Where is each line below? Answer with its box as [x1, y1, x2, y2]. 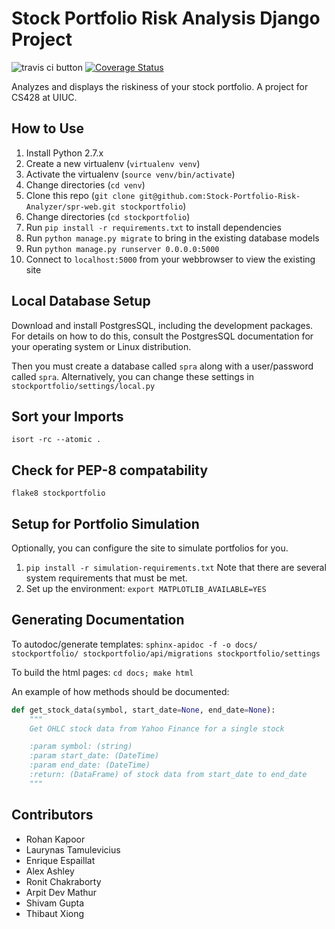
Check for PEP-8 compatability [11, 462, 209, 479]
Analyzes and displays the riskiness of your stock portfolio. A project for [11, 80, 309, 92]
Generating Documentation [11, 612, 185, 629]
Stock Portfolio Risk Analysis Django [11, 7, 321, 30]
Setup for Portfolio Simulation [11, 515, 200, 532]
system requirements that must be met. [25, 572, 188, 584]
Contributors [11, 807, 94, 824]
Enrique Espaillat [25, 854, 96, 866]
